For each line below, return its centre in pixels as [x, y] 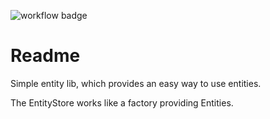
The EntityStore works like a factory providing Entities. [122, 102]
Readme [45, 56]
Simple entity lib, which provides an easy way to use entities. [136, 83]
